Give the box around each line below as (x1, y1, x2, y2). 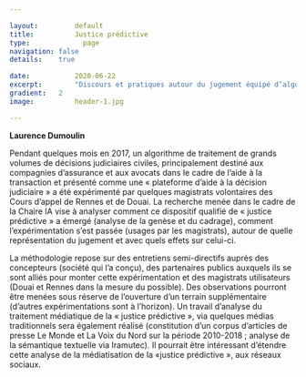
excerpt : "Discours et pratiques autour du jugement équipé (9, 80, 271, 89)
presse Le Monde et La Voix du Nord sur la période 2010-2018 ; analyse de (9, 330, 291, 341)
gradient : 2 (9, 88, 64, 97)
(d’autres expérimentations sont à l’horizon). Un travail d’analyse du (9, 301, 262, 311)
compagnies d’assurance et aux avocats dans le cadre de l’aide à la (9, 167, 262, 178)
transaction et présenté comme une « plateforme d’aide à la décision (9, 177, 267, 188)
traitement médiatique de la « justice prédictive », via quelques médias (9, 311, 275, 321)
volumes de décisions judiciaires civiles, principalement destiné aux (9, 157, 264, 168)
